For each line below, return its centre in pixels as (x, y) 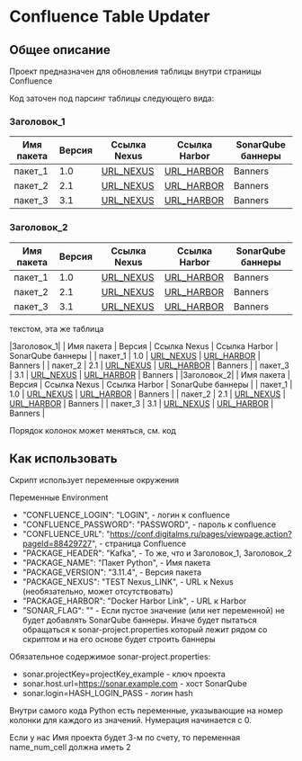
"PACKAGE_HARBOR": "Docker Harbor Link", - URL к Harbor (134, 601)
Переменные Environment (59, 497)
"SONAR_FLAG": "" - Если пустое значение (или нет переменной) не (153, 611)
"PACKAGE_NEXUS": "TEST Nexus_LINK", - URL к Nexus (128, 582)
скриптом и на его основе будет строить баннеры (119, 640)
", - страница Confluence (139, 544)
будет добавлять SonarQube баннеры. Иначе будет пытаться (140, 620)
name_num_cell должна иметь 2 (70, 748)
